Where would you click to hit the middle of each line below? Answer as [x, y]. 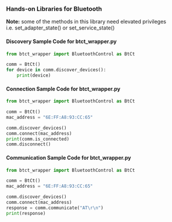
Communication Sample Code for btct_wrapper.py [69, 157]
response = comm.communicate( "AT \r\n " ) [55, 208]
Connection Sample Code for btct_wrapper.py [63, 89]
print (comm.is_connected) [38, 139]
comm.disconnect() [28, 144]
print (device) [34, 75]
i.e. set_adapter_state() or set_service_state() [60, 28]
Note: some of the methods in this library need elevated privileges [86, 22]
